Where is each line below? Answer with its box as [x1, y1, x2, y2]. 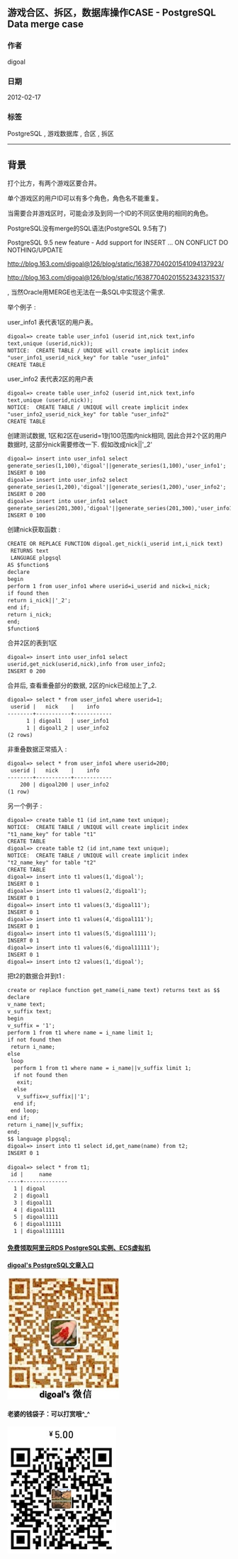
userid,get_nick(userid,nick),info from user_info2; [7, 661, 166, 668]
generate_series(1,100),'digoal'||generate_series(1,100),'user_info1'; [7, 463, 227, 470]
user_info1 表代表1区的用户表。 [7, 318, 97, 327]
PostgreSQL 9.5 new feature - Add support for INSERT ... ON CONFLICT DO [7, 238, 229, 247]
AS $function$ [7, 562, 50, 569]
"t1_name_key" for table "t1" [7, 831, 97, 838]
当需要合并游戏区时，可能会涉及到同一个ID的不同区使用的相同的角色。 [7, 209, 212, 218]
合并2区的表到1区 [7, 638, 58, 647]
